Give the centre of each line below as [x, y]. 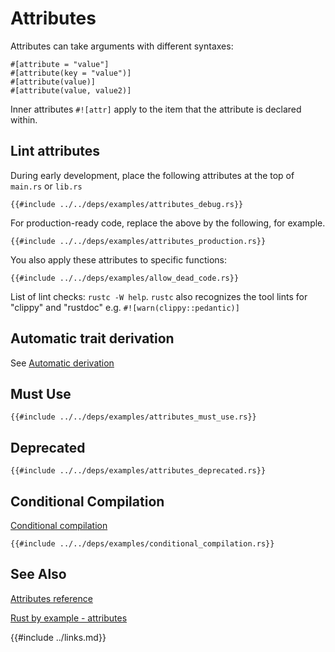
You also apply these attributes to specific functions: [118, 259]
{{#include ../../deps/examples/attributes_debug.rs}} [127, 204]
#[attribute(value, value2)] [71, 90]
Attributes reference [51, 598]
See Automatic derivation [62, 363]
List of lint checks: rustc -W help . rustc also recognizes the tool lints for [159, 296]
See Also [38, 574]
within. [24, 119]
